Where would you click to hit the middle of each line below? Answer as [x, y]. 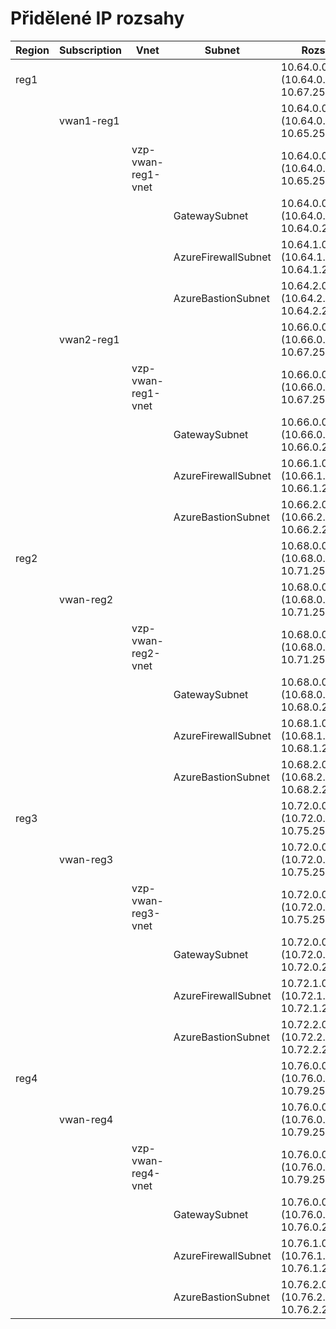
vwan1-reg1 [89, 120]
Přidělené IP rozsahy [97, 18]
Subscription [90, 50]
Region [32, 50]
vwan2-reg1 [89, 339]
